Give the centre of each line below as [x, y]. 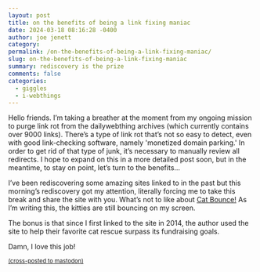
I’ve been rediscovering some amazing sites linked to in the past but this [125, 183]
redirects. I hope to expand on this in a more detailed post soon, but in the [127, 160]
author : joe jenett [40, 37]
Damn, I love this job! [42, 247]
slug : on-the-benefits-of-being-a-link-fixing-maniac [98, 60]
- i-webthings [38, 96]
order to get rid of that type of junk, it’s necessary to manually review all [124, 151]
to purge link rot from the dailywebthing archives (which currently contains [128, 126]
